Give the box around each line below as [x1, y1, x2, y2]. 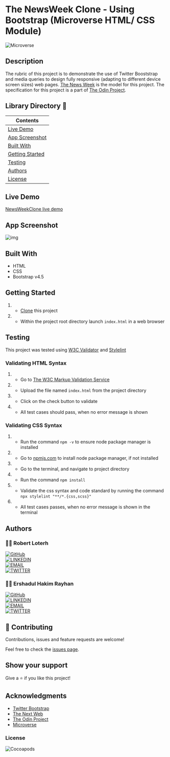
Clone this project [20, 307, 58, 314]
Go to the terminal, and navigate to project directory [20, 466, 130, 472]
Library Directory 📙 [5, 102, 67, 110]
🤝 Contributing [5, 623, 53, 631]
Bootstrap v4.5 [12, 274, 44, 279]
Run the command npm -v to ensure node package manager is [20, 439, 151, 445]
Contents [15, 116, 39, 124]
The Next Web [12, 711, 43, 717]
